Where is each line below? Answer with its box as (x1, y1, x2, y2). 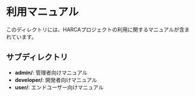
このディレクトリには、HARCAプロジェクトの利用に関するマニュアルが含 (6, 26, 185, 33)
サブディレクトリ (6, 52, 68, 62)
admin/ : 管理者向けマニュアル (14, 69, 88, 76)
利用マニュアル (6, 5, 79, 19)
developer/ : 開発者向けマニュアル (14, 76, 98, 83)
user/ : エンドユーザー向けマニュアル (14, 84, 104, 91)
